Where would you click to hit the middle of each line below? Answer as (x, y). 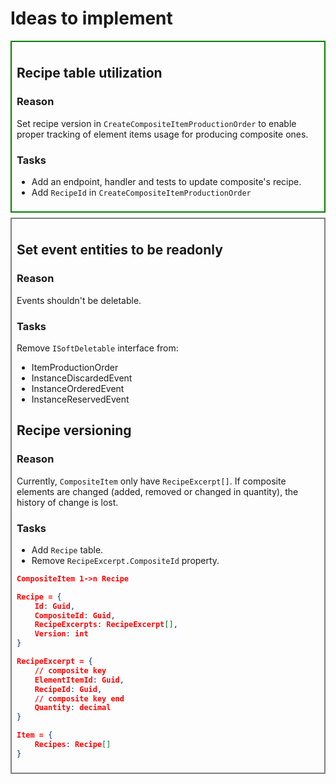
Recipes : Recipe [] (73, 745)
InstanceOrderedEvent (78, 388)
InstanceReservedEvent (80, 399)
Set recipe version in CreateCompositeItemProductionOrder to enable (156, 123)
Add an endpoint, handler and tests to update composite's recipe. (166, 181)
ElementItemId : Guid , (79, 680)
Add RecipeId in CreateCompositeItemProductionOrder (141, 192)
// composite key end (79, 698)
